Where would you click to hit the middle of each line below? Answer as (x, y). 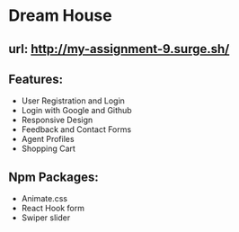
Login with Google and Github (76, 111)
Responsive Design (57, 120)
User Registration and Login (73, 101)
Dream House (61, 16)
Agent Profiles (48, 139)
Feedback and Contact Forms (76, 129)
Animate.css (44, 199)
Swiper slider (46, 218)
